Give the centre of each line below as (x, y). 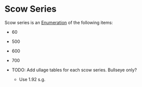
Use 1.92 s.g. (32, 79)
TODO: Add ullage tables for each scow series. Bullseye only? (74, 70)
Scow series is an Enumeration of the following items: (59, 22)
